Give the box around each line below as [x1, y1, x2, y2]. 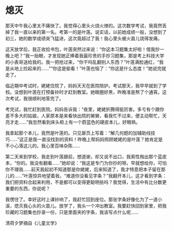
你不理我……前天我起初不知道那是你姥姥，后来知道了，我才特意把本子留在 [5, 166, 161, 172]
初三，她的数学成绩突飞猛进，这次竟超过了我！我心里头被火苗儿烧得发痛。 [5, 35, 162, 41]
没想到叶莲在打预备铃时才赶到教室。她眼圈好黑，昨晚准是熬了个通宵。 [14, 89, 162, 95]
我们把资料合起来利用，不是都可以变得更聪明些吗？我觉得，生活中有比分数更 [5, 179, 167, 185]
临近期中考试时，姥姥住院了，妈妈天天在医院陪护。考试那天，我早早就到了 [5, 82, 162, 88]
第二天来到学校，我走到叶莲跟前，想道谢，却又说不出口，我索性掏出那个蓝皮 [5, 153, 167, 159]
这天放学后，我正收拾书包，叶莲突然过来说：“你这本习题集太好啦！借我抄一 [5, 46, 165, 52]
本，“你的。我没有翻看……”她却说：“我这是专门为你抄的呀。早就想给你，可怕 [5, 159, 167, 166]
